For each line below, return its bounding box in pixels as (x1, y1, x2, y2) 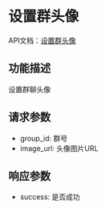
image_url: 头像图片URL (19, 143, 99, 153)
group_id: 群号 (19, 133, 68, 143)
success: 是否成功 (19, 192, 80, 202)
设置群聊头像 (8, 84, 51, 94)
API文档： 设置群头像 (8, 36, 76, 45)
